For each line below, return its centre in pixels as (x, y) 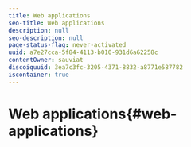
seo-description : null (46, 38)
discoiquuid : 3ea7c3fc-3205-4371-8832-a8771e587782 (95, 68)
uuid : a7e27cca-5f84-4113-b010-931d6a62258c (83, 52)
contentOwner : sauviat (46, 60)
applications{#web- (110, 114)
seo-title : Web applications (57, 23)
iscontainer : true (39, 75)
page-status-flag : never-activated (67, 45)
